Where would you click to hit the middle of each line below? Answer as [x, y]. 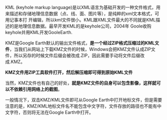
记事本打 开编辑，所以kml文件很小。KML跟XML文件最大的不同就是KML [82, 20]
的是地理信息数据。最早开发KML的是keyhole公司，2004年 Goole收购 [80, 26]
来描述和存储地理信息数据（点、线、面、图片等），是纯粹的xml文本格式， [80, 13]
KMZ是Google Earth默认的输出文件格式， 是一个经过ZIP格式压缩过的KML [80, 43]
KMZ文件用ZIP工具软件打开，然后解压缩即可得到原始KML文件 [69, 72]
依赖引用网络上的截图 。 [38, 89]
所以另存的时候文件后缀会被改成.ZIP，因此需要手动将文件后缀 [77, 55]
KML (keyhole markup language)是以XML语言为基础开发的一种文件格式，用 [83, 7]
